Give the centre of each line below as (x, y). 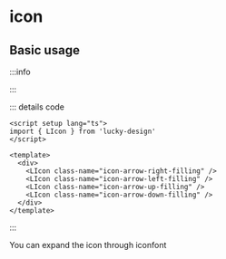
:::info (20, 72)
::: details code (37, 107)
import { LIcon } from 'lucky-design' (83, 131)
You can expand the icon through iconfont (88, 245)
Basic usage (44, 50)
